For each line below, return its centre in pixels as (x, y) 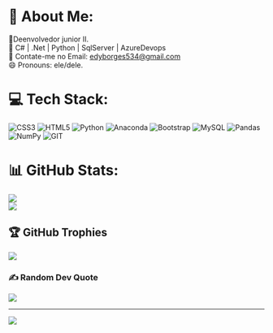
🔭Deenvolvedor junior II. (49, 39)
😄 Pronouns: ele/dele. (46, 65)
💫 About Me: (51, 17)
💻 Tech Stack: (58, 99)
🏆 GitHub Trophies (58, 233)
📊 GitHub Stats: (64, 171)
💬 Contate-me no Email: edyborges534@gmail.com (95, 56)
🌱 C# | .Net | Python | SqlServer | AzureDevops (87, 47)
